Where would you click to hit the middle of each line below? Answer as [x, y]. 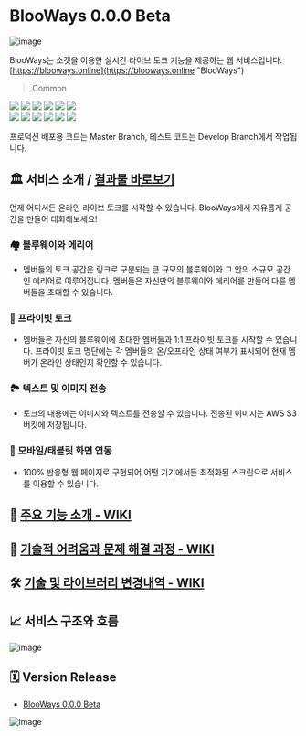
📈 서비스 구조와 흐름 [64, 621]
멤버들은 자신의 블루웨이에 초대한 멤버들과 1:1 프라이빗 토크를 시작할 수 [148, 340]
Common [49, 88]
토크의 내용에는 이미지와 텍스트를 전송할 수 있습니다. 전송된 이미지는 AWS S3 [159, 413]
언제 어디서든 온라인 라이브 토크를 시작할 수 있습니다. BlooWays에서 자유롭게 [146, 208]
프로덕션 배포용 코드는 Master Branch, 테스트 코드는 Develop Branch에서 [141, 136]
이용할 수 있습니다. [65, 483]
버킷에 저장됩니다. [54, 424]
